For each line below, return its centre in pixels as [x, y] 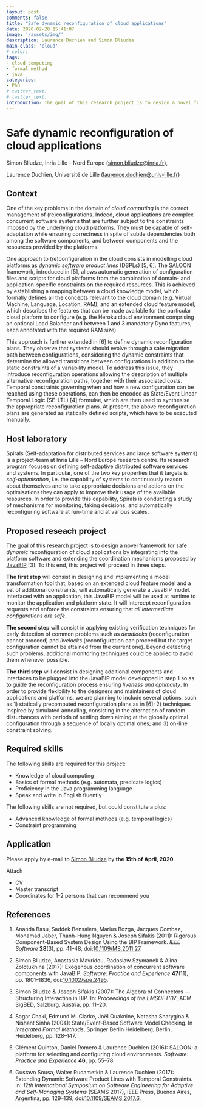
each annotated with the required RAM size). [62, 330]
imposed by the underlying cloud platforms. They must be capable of [93, 228]
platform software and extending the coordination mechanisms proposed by [101, 559]
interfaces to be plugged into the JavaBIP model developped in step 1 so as [100, 678]
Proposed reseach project [56, 531]
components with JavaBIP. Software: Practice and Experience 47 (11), [102, 973]
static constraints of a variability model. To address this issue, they [90, 368]
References [29, 915]
